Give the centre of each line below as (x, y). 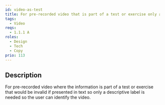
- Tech (16, 46)
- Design (18, 42)
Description (23, 75)
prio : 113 (15, 55)
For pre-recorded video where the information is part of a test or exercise (79, 87)
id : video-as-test (24, 10)
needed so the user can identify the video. (48, 97)
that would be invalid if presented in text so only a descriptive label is (75, 92)
